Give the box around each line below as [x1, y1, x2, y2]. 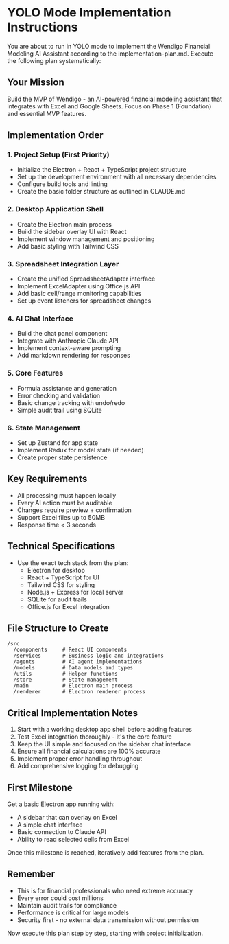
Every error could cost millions [16, 894, 104, 902]
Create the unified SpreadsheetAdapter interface [16, 275, 156, 283]
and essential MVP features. [7, 109, 87, 117]
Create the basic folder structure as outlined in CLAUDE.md [16, 187, 186, 196]
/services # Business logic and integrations [13, 652, 165, 660]
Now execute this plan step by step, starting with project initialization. [7, 929, 204, 937]
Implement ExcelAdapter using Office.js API [16, 282, 141, 290]
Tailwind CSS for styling [27, 580, 95, 588]
